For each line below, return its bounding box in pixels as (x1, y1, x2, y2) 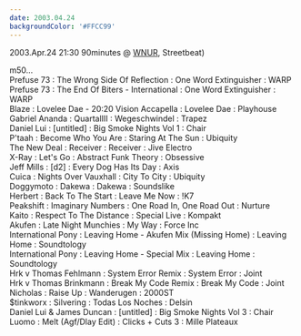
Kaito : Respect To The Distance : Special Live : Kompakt (9, 209, 222, 220)
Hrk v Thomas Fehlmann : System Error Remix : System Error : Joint (9, 268, 263, 279)
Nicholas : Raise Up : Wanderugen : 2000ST (9, 287, 175, 298)
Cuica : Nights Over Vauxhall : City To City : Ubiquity (9, 170, 206, 182)
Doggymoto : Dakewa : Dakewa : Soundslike (9, 180, 176, 191)
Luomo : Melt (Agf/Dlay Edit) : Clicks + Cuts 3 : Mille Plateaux (9, 316, 238, 327)
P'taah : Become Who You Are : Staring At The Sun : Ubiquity (9, 132, 238, 143)
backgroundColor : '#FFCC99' (9, 22, 116, 31)
